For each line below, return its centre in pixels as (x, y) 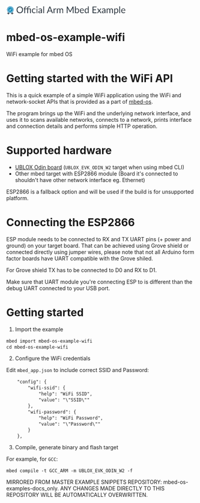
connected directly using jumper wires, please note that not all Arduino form (100, 252)
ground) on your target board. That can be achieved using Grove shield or (98, 245)
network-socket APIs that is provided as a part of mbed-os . (80, 101)
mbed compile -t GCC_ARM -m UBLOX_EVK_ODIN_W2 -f (70, 470)
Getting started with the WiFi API (89, 79)
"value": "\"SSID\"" (64, 400)
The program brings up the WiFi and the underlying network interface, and (98, 113)
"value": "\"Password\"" (69, 424)
